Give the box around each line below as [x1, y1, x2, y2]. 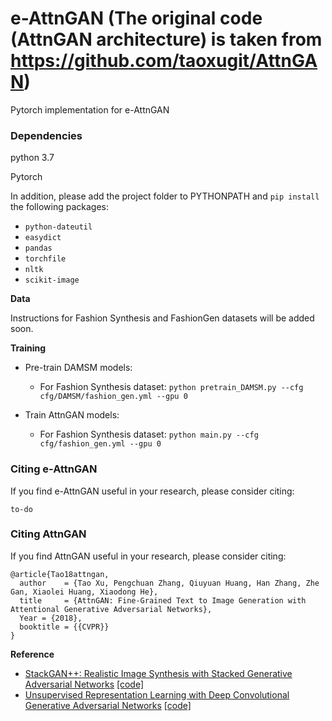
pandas [24, 243, 53, 254]
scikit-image [24, 275, 80, 286]
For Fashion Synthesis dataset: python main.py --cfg [39, 428, 259, 441]
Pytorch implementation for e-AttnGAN [10, 103, 170, 116]
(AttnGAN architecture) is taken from [10, 28, 323, 51]
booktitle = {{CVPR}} [19, 622, 110, 632]
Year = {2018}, [19, 613, 83, 623]
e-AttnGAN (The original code [10, 7, 263, 30]
